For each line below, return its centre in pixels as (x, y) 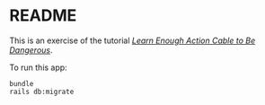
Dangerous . (31, 49)
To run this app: (38, 67)
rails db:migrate (42, 92)
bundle (22, 83)
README (43, 16)
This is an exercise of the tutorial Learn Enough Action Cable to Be (132, 40)
